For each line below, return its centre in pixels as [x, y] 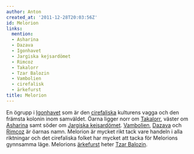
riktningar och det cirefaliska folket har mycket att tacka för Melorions [92, 138]
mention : [22, 34]
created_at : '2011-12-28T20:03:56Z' [52, 17]
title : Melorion [26, 95]
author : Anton [24, 12]
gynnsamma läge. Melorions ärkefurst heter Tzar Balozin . [77, 144]
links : [14, 28]
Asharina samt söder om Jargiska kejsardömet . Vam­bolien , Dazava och [94, 125]
